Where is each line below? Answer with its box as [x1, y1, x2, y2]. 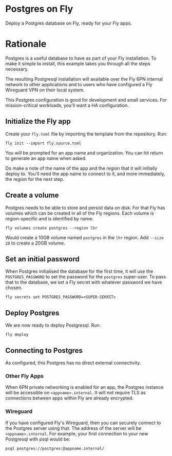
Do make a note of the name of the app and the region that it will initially [5, 165, 158, 171]
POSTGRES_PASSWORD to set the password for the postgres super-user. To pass [5, 274, 166, 280]
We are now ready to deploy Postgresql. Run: [5, 322, 101, 329]
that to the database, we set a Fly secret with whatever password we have [5, 279, 163, 286]
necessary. [5, 66, 29, 72]
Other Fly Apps [5, 372, 44, 379]
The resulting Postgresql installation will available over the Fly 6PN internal [5, 75, 163, 82]
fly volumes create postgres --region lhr [5, 225, 98, 231]
